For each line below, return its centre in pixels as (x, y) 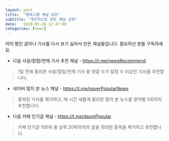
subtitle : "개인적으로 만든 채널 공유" (41, 19)
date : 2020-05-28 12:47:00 (36, 24)
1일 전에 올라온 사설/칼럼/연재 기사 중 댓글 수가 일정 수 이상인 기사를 (84, 72)
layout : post (19, 10)
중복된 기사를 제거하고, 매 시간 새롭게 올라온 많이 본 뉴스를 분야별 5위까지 (90, 100)
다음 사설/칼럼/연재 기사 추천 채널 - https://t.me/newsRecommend (79, 61)
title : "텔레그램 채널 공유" (33, 15)
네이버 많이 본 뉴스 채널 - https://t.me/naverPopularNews (71, 88)
